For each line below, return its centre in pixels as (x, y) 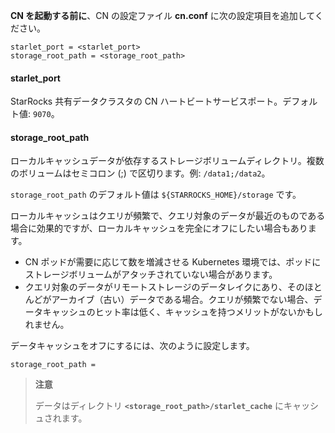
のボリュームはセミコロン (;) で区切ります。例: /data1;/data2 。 (140, 173)
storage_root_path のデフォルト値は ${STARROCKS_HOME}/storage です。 (156, 195)
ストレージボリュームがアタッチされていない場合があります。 (151, 275)
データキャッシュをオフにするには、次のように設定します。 (132, 346)
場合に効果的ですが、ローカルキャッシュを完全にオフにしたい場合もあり (159, 228)
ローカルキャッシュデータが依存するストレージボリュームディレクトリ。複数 (167, 161)
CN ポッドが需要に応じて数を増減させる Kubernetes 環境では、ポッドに (173, 262)
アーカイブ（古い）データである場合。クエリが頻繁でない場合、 (182, 300)
